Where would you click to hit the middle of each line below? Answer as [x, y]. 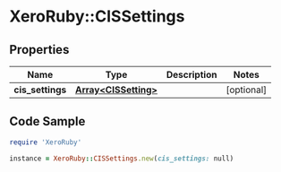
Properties [39, 50]
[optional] [247, 90]
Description [192, 75]
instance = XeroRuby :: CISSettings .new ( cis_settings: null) [122, 159]
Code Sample [47, 121]
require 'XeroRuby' [46, 142]
